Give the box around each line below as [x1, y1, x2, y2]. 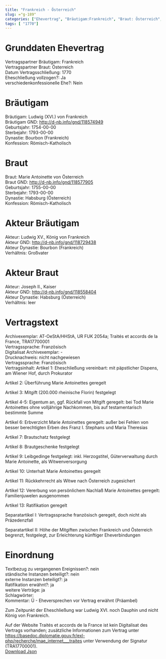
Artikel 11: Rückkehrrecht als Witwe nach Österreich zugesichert [5, 477, 135, 484]
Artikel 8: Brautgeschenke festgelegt [5, 444, 80, 450]
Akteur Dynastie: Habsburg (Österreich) [5, 294, 86, 300]
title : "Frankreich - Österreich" [5, 7, 77, 12]
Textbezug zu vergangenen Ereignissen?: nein [5, 566, 99, 572]
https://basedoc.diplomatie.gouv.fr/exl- [5, 632, 85, 638]
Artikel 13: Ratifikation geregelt [5, 502, 68, 508]
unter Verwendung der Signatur [83, 638, 148, 644]
